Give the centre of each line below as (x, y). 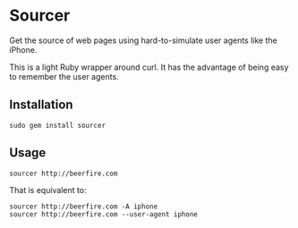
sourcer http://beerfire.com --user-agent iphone (104, 214)
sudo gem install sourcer (57, 125)
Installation (41, 105)
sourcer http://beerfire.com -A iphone (84, 207)
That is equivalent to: (48, 190)
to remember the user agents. (64, 76)
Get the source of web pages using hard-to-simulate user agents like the (143, 40)
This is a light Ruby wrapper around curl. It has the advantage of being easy (149, 67)
